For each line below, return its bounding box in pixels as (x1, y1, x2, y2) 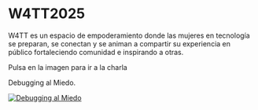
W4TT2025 (8, 5, 85, 23)
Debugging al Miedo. (8, 78, 76, 87)
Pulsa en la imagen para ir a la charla (8, 62, 127, 71)
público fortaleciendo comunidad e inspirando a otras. (8, 47, 184, 57)
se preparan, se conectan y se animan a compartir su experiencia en (8, 38, 230, 48)
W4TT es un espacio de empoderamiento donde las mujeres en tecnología (8, 31, 250, 40)
